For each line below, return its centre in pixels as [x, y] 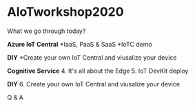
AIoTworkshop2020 [65, 12]
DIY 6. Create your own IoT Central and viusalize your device [94, 84]
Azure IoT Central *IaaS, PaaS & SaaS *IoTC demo [80, 44]
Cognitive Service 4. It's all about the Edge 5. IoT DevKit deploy [98, 71]
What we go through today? [47, 31]
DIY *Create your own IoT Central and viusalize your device [92, 57]
